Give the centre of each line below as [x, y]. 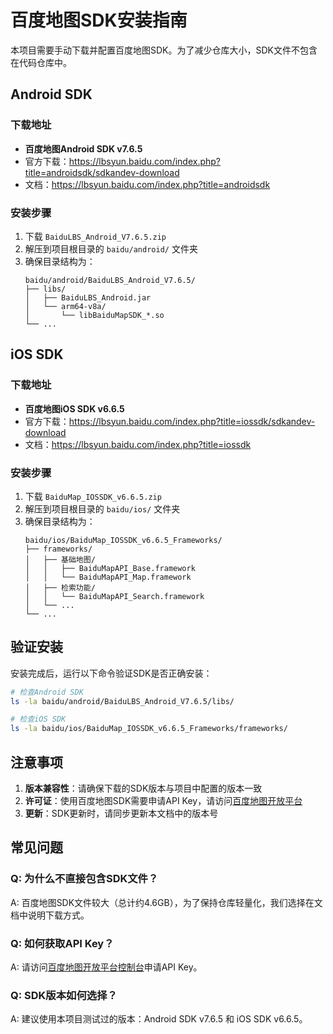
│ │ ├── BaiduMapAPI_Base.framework [110, 568]
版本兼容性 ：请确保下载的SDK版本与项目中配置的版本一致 [143, 788]
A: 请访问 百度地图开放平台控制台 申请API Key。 [106, 967]
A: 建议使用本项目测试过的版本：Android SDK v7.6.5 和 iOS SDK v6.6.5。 [159, 1019]
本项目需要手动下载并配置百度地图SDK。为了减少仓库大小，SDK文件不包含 [164, 50]
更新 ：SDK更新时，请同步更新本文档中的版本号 [121, 813]
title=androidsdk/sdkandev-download [102, 172]
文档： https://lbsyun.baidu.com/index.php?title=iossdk [138, 444]
